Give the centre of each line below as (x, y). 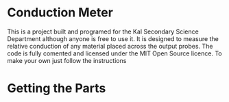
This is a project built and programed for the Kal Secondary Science (103, 31)
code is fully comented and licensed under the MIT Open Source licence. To (114, 53)
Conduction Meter (60, 13)
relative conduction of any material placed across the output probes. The (110, 46)
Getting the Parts (57, 89)
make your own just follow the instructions (67, 60)
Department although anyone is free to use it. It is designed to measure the (113, 38)
